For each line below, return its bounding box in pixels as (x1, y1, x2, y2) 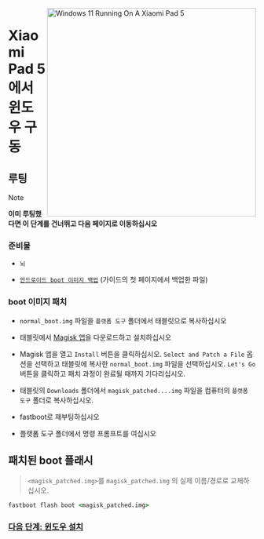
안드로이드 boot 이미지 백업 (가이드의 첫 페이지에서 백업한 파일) (19, 275, 208, 285)
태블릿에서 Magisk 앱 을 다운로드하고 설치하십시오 (19, 333, 171, 342)
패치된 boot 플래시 (8, 453, 93, 467)
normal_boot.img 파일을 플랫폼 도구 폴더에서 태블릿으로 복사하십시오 (19, 315, 227, 325)
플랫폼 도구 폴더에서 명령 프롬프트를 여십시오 (19, 428, 157, 438)
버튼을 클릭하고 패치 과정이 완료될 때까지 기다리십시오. (19, 369, 186, 378)
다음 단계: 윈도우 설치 (8, 522, 84, 533)
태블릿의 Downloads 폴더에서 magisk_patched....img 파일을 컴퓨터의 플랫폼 (19, 385, 249, 395)
